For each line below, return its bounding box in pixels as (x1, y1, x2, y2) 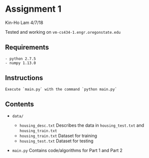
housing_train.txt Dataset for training (19, 133, 97, 139)
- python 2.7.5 (5, 56, 36, 61)
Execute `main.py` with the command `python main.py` (5, 87, 118, 91)
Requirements (5, 43, 49, 52)
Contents (5, 100, 34, 108)
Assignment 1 (5, 3, 62, 15)
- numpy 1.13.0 (5, 60, 36, 66)
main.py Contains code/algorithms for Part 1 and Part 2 (12, 148, 123, 154)
